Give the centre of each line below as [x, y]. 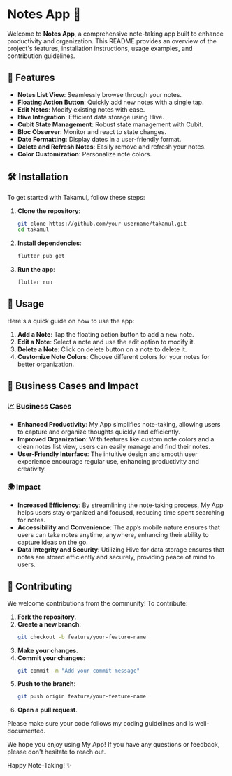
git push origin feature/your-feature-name [82, 697]
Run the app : [36, 270]
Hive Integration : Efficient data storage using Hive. [90, 117]
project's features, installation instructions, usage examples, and [100, 48]
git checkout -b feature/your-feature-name [82, 637]
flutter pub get [41, 256]
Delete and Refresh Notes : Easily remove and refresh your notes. [111, 147]
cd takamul [33, 230]
